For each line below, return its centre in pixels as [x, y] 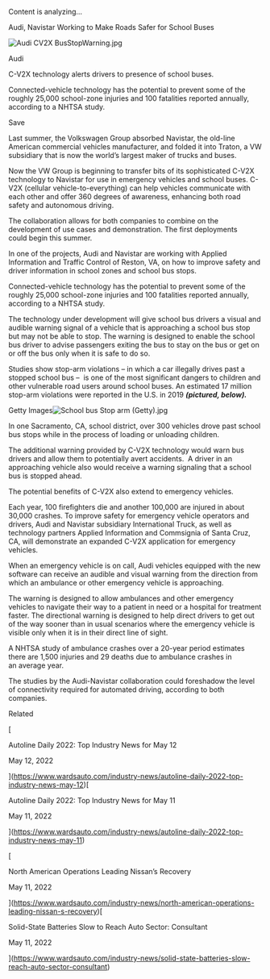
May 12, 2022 [31, 760]
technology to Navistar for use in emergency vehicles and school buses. [128, 179]
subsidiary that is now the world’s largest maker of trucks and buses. [123, 155]
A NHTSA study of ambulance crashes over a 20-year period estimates [127, 648]
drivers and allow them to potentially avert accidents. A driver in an [120, 458]
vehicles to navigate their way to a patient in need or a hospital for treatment [135, 607]
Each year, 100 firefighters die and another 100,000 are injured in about [127, 507]
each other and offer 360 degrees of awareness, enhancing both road [125, 196]
